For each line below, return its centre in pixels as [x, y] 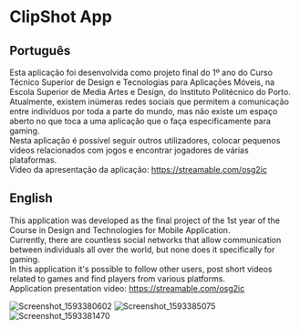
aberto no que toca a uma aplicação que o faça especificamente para [140, 121]
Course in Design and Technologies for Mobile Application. [120, 229]
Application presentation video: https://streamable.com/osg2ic [127, 288]
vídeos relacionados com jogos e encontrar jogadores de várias [129, 150]
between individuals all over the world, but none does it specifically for [142, 250]
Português [40, 51]
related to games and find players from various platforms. [118, 278]
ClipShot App [61, 17]
